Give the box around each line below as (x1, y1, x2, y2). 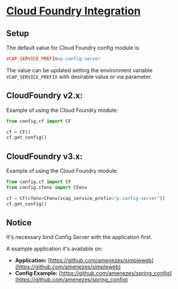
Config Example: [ (14, 270, 61, 277)
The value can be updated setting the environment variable (6, 66, 153, 73)
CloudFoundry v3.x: (6, 151, 83, 161)
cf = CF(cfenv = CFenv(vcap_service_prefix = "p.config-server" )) (6, 195, 165, 201)
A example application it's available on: (6, 245, 103, 252)
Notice (6, 218, 32, 228)
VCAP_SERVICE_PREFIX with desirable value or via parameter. (6, 73, 152, 80)
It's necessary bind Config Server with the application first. (6, 234, 152, 241)
